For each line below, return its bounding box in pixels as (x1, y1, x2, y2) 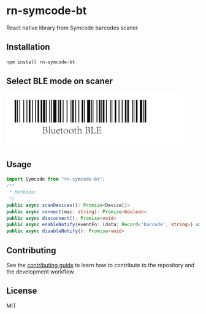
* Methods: (9, 189, 37, 195)
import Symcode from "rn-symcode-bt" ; (6, 176, 105, 183)
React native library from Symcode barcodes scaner (6, 24, 139, 31)
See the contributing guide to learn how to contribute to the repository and (6, 261, 195, 269)
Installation (6, 42, 50, 52)
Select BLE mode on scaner (6, 76, 113, 87)
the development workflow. (6, 268, 75, 275)
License (6, 286, 37, 296)
